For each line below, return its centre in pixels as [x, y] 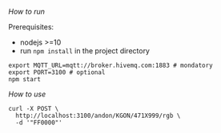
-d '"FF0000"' [39, 123]
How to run [27, 12]
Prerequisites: [31, 27]
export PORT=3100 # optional [57, 72]
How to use [27, 94]
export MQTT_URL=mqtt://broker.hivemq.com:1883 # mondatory [111, 65]
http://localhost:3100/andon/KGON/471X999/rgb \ [98, 115]
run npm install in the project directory [85, 51]
